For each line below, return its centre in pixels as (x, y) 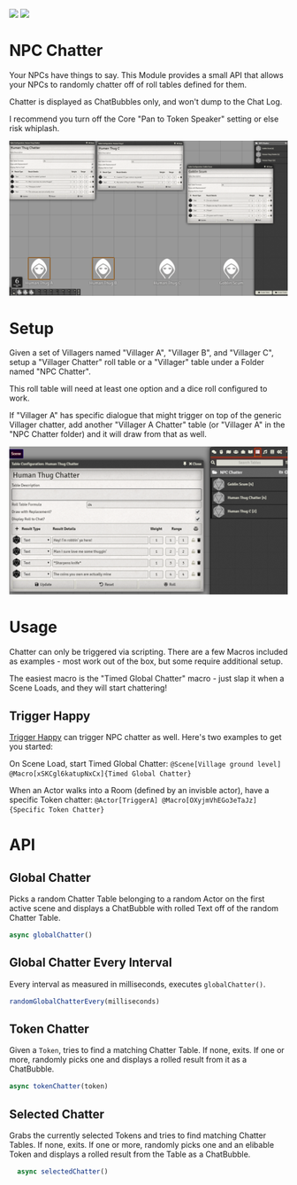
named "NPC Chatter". (50, 371)
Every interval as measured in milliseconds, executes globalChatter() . (137, 984)
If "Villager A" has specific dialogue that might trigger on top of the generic (145, 416)
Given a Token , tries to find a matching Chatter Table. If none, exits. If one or (147, 1050)
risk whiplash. (34, 128)
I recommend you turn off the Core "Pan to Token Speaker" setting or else (144, 119)
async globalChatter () (51, 935)
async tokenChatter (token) (59, 1087)
